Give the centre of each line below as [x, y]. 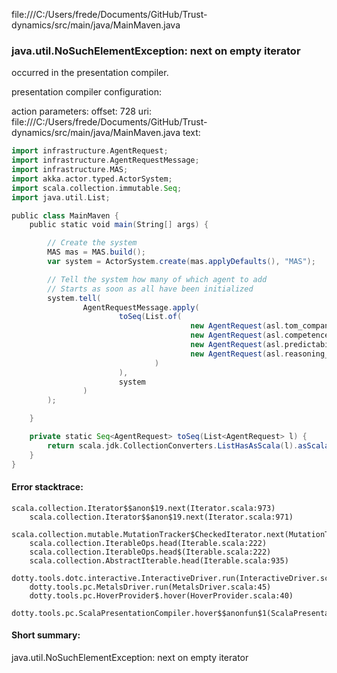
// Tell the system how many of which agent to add [157, 279]
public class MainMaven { [65, 215]
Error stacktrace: [47, 487]
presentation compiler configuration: [86, 92]
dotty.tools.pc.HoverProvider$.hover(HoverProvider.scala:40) [161, 595]
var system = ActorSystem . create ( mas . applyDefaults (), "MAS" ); [181, 262]
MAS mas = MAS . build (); [96, 252]
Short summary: [46, 635]
